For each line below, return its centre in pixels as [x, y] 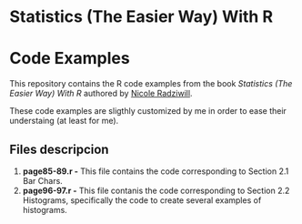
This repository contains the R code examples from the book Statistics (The [151, 84]
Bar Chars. [43, 180]
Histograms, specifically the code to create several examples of [142, 200]
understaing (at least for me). [64, 121]
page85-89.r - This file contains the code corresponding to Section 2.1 [156, 171]
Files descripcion [59, 149]
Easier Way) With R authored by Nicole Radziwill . [101, 94]
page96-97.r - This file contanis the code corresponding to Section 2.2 [156, 190]
